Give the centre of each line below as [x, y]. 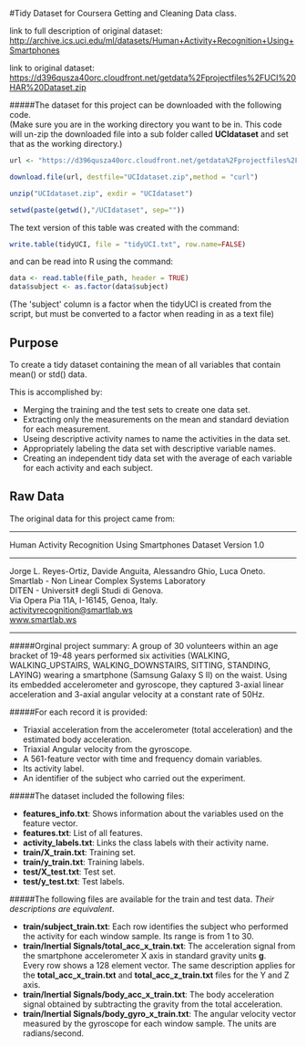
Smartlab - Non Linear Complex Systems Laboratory [108, 581]
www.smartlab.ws [43, 619]
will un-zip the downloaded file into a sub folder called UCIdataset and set [149, 134]
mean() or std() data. [48, 374]
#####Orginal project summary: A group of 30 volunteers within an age [144, 645]
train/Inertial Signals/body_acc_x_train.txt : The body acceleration [148, 994]
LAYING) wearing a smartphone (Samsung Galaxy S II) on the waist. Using [148, 675]
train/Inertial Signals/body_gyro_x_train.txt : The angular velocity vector [159, 1013]
